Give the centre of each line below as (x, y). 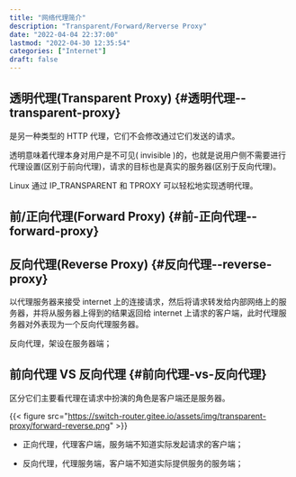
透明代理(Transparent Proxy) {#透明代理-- (128, 99)
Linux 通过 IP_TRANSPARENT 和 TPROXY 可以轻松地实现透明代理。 (134, 185)
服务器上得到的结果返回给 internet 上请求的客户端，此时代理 (167, 313)
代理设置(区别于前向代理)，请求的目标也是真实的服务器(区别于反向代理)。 (145, 166)
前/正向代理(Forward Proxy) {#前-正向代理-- (134, 217)
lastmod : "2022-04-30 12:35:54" (70, 43)
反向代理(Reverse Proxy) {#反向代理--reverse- (141, 264)
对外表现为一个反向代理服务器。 (84, 325)
